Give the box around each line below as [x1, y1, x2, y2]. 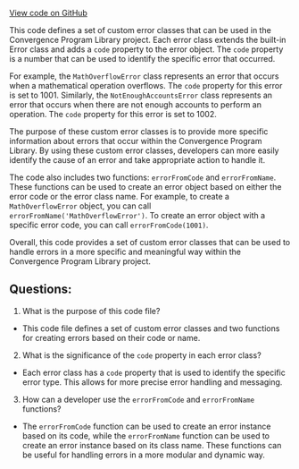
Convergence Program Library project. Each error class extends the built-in [9, 35, 287, 45]
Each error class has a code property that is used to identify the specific [21, 367, 286, 378]
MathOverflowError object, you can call [9, 200, 152, 211]
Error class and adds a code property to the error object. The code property [9, 44, 284, 55]
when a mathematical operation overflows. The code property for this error [9, 81, 283, 90]
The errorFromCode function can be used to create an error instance [21, 421, 271, 431]
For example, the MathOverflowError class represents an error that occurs [9, 71, 279, 81]
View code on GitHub [9, 8, 87, 18]
